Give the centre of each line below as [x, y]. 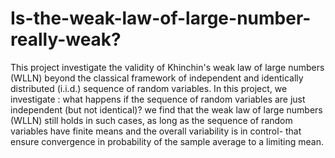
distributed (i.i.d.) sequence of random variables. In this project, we [149, 88]
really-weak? [66, 39]
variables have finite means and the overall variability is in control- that [156, 131]
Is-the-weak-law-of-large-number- [161, 18]
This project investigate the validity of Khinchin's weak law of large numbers [167, 67]
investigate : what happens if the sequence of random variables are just [158, 99]
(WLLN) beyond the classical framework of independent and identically [157, 78]
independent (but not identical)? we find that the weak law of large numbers [166, 109]
